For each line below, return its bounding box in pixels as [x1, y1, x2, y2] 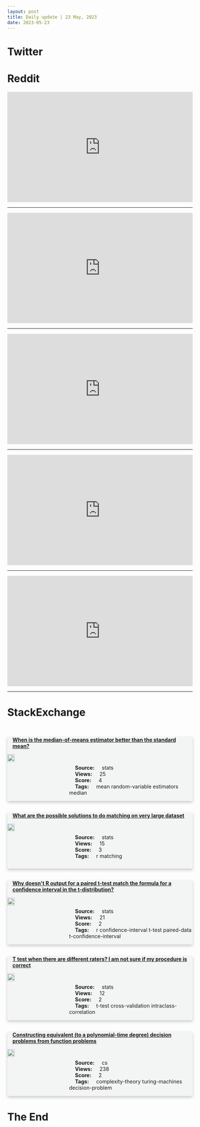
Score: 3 [75, 846, 102, 853]
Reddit [7, 72, 40, 85]
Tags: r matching [75, 853, 123, 860]
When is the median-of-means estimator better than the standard [12, 736, 176, 743]
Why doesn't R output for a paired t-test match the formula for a [12, 880, 172, 887]
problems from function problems [12, 1038, 97, 1045]
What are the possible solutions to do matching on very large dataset [12, 812, 185, 819]
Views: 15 [75, 840, 105, 847]
